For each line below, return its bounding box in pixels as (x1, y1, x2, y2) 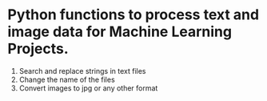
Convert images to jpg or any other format (18, 83, 158, 93)
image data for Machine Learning (7, 22, 233, 41)
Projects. (7, 40, 69, 58)
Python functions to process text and (7, 6, 260, 24)
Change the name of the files (18, 75, 115, 84)
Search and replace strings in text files (18, 66, 146, 75)
